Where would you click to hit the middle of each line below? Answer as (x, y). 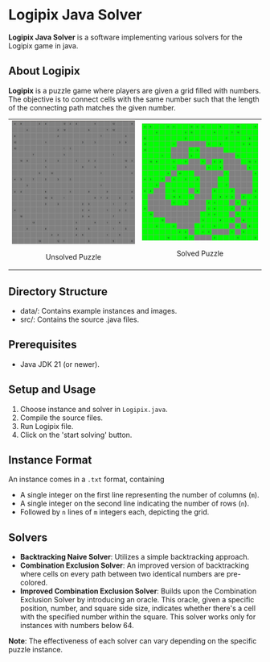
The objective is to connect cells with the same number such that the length (134, 99)
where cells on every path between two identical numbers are (122, 574)
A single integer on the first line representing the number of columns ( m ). (139, 495)
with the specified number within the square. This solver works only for (138, 617)
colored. (34, 583)
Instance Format (50, 460)
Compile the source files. (61, 418)
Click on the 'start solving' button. (76, 435)
